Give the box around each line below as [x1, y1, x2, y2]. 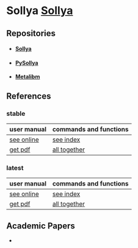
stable [6, 109, 26, 118]
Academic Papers [6, 220, 75, 231]
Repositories [6, 28, 56, 39]
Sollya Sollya [6, 4, 73, 18]
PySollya [15, 59, 38, 66]
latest [6, 163, 24, 172]
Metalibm [15, 73, 40, 80]
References [6, 91, 51, 101]
